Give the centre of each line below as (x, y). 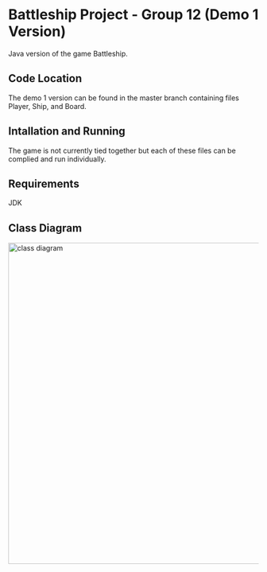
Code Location (45, 78)
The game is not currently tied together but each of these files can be (122, 150)
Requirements (44, 183)
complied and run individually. (57, 159)
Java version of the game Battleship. (68, 53)
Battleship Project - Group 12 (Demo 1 (133, 15)
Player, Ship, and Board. (48, 106)
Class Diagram (45, 228)
